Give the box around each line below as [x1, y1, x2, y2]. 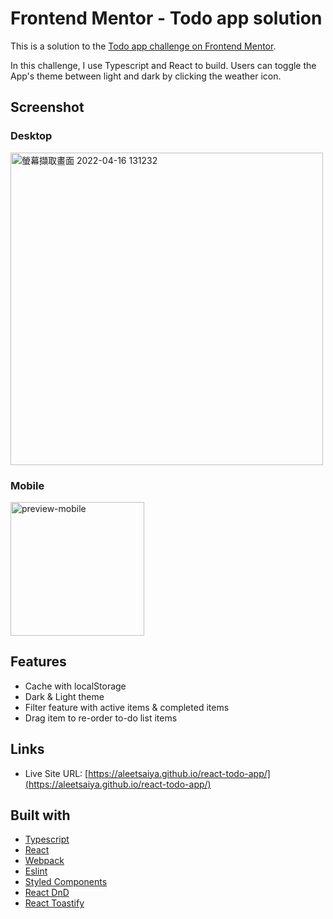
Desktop [10, 129, 53, 143]
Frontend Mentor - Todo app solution [10, 7, 323, 30]
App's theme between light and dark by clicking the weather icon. [10, 70, 282, 82]
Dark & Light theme [24, 690, 105, 702]
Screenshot [10, 99, 85, 116]
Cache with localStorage [24, 680, 127, 692]
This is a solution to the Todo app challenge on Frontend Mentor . [10, 40, 277, 52]
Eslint [24, 865, 48, 877]
